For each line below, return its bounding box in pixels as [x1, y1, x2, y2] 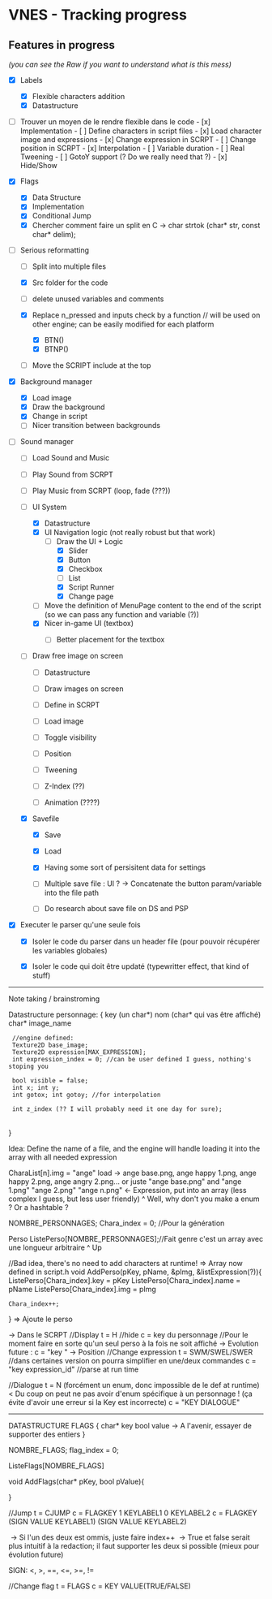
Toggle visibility [44, 733, 97, 742]
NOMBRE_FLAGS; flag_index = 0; [8, 1445, 120, 1454]
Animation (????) [44, 797, 100, 807]
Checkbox [68, 564, 103, 573]
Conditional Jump [32, 211, 91, 221]
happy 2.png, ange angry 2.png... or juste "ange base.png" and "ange [8, 1176, 242, 1186]
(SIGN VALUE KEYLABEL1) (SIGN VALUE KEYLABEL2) [8, 1516, 188, 1526]
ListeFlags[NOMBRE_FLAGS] [8, 1460, 105, 1471]
